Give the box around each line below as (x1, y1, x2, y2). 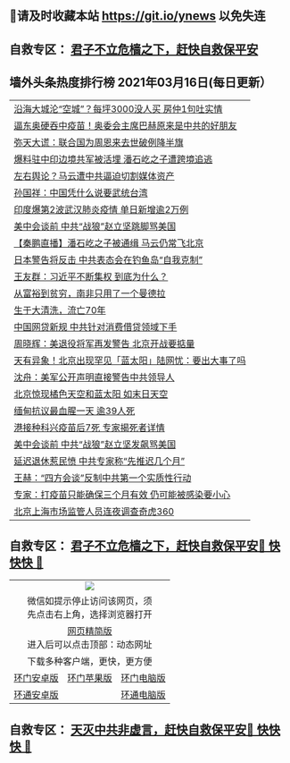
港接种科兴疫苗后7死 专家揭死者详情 (13, 421, 165, 434)
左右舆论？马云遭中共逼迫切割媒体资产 (13, 169, 176, 182)
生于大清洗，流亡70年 (13, 303, 106, 316)
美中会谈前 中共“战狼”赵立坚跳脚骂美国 (13, 220, 177, 233)
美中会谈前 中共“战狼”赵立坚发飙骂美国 (13, 437, 177, 450)
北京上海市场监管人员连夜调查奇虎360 (13, 504, 175, 517)
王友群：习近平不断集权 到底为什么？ (13, 270, 169, 283)
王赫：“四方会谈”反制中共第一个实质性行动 (13, 471, 192, 484)
